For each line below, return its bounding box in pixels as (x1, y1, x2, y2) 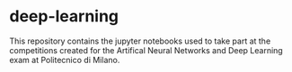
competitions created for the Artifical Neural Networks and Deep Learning (9, 44, 283, 55)
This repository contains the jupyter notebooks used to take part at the (9, 36, 271, 46)
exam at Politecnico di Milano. (9, 54, 120, 65)
